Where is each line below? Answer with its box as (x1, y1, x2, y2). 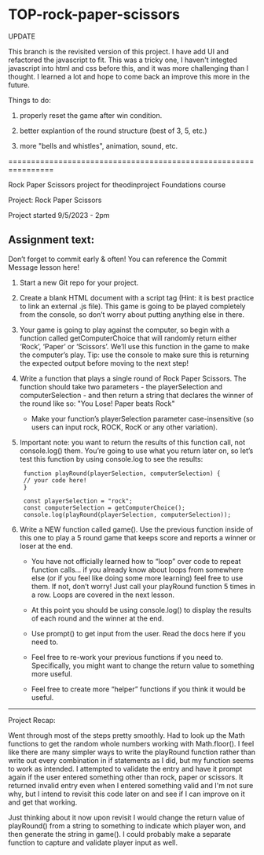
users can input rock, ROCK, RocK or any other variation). (31, 422, 218, 432)
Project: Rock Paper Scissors (8, 195, 102, 205)
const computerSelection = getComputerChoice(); (23, 503, 186, 512)
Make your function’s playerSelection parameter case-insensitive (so (31, 414, 254, 423)
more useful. (31, 669, 73, 678)
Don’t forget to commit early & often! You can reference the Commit (8, 254, 227, 264)
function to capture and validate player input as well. (8, 838, 178, 847)
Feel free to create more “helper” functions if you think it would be (31, 684, 246, 694)
